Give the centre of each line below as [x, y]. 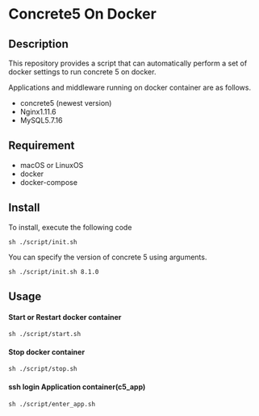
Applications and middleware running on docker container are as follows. [130, 87]
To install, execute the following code [70, 227]
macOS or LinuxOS [52, 165]
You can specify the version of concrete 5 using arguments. [108, 257]
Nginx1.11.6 [38, 111]
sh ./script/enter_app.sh [52, 404]
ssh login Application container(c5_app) [77, 387]
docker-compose [49, 182]
